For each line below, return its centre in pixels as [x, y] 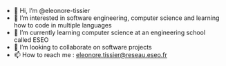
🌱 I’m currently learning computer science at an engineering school [110, 32]
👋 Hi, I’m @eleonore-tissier [52, 11]
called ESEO [31, 40]
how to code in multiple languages [63, 25]
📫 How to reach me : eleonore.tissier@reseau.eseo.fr [91, 55]
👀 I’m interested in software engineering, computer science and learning [116, 18]
